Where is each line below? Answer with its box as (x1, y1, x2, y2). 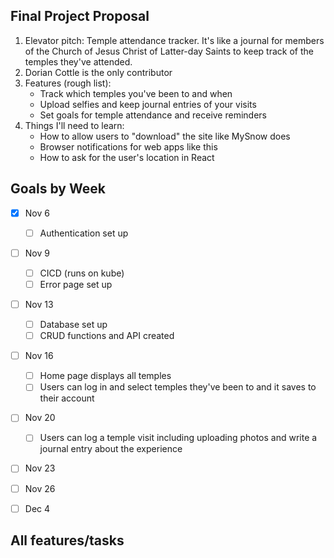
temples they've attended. (24, 55, 133, 68)
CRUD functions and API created (39, 330, 175, 342)
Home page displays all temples (39, 370, 172, 382)
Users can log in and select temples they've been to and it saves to (39, 381, 317, 393)
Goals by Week (10, 180, 106, 198)
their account (39, 392, 95, 404)
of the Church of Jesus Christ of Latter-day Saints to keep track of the (24, 45, 314, 57)
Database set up (39, 319, 108, 330)
